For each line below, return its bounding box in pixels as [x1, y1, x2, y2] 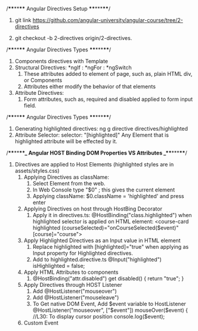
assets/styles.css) [14, 167, 60, 174]
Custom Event [23, 319, 58, 326]
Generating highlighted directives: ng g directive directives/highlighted [14, 125, 188, 132]
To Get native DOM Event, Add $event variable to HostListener [32, 301, 187, 307]
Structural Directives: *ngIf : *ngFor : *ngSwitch [14, 64, 132, 71]
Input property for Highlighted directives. [32, 250, 133, 256]
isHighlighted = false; [32, 262, 85, 269]
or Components [23, 77, 63, 83]
